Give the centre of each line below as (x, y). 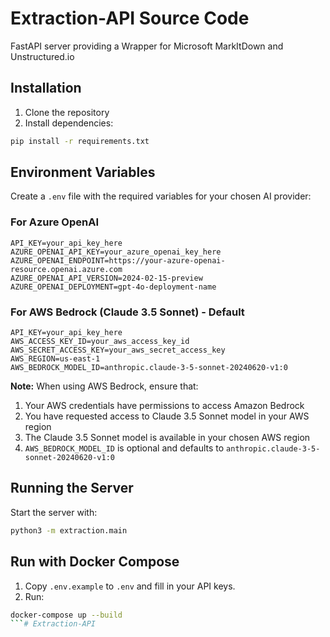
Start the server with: (54, 512)
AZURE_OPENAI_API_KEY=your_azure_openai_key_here (116, 252)
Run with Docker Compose (95, 562)
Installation (46, 88)
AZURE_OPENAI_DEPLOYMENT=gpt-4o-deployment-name (113, 287)
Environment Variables (83, 172)
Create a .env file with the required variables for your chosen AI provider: (161, 196)
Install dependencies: (69, 123)
